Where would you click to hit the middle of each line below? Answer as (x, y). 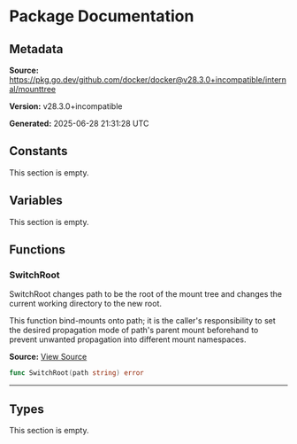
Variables (36, 201)
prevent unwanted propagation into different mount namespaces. (128, 339)
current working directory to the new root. (85, 304)
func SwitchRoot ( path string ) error (76, 373)
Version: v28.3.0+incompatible (66, 106)
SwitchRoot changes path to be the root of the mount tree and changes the (146, 294)
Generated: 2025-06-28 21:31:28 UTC (79, 123)
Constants (38, 151)
